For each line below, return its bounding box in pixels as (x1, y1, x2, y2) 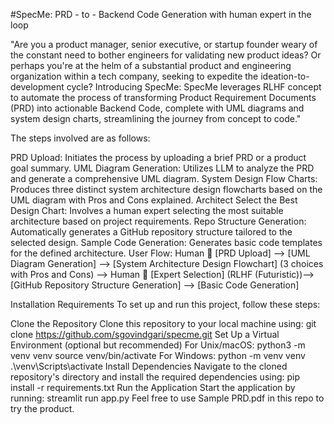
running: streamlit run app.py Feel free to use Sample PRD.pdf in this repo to (10, 392, 325, 404)
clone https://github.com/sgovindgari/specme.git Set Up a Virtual (10, 329, 280, 340)
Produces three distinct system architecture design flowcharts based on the (10, 184, 323, 195)
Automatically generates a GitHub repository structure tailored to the (10, 226, 293, 238)
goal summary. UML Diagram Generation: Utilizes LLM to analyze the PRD (10, 162, 315, 174)
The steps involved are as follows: (10, 132, 151, 144)
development (10, 81, 65, 93)
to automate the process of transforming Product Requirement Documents (10, 92, 317, 103)
